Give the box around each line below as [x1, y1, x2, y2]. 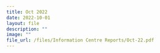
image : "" [6, 32, 32, 38]
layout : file [6, 20, 40, 26]
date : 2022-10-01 [6, 15, 51, 21]
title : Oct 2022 [6, 9, 48, 15]
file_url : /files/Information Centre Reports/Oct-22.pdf [6, 37, 155, 43]
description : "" [6, 26, 48, 32]
